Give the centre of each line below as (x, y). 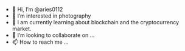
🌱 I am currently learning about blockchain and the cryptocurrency (96, 22)
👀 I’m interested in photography (51, 16)
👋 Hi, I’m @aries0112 (37, 9)
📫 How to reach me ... (40, 42)
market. (22, 29)
